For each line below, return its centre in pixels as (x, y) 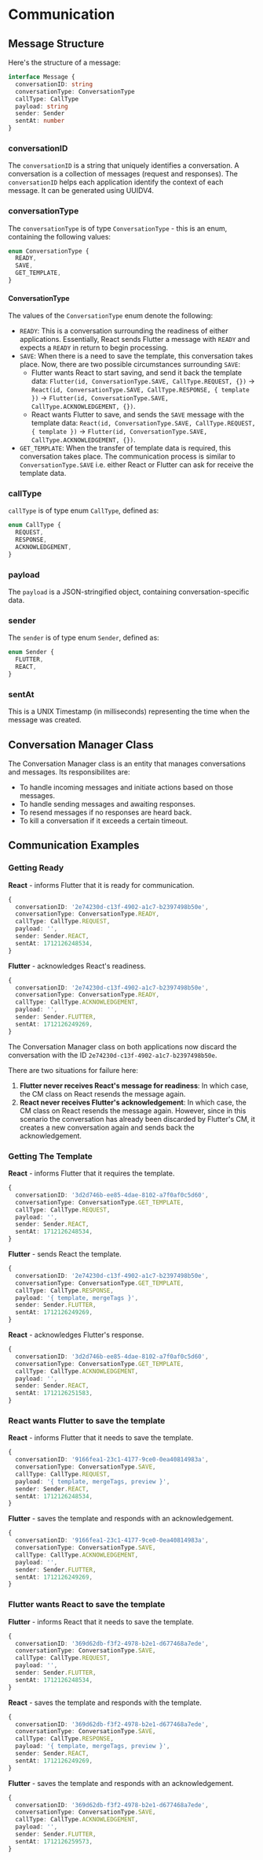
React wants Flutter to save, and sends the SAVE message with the (138, 414)
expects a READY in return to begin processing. (94, 347)
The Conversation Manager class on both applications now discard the (122, 1046)
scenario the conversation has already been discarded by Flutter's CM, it (137, 1119)
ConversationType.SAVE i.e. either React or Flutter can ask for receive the (136, 465)
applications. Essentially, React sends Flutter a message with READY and (135, 340)
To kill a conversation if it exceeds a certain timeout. (104, 821)
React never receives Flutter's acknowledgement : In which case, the (133, 1102)
